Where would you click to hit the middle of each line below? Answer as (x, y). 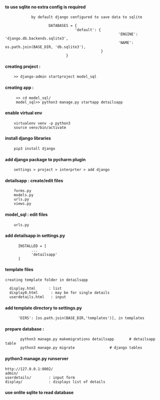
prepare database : (25, 329)
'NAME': (126, 43)
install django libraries (28, 138)
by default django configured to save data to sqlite (87, 17)
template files (19, 270)
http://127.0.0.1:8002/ (29, 369)
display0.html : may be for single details (60, 293)
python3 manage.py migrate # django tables (81, 348)
